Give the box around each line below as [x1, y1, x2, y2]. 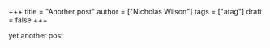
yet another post [8, 31, 63, 40]
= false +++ [8, 15, 48, 25]
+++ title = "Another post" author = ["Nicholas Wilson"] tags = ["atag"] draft [8, 7, 262, 16]
